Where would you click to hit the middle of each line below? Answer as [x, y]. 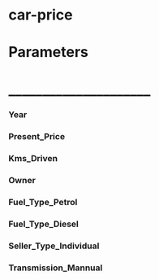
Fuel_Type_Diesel [44, 224]
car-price [41, 15]
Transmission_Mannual [56, 268]
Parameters [49, 52]
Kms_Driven [33, 159]
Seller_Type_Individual [54, 246]
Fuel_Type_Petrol [43, 203]
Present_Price [37, 137]
